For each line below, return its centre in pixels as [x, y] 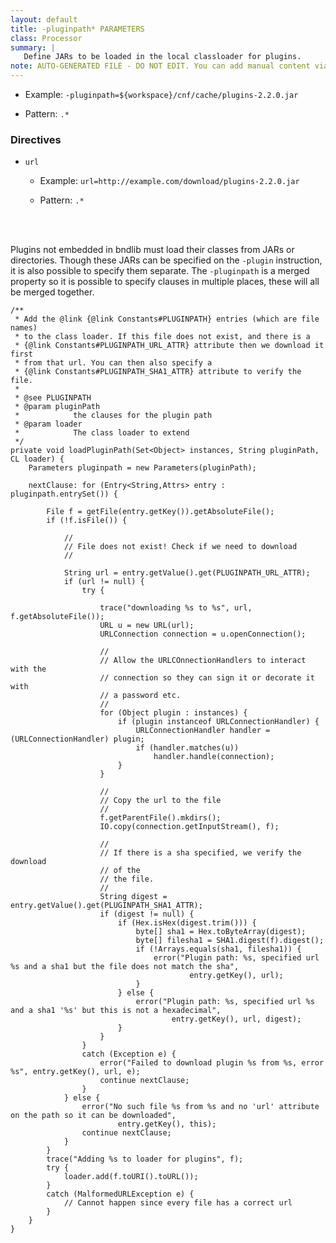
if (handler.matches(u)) [187, 748]
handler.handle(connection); [214, 757]
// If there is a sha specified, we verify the [200, 853]
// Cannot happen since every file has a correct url [178, 1203]
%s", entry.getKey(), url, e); [75, 1072]
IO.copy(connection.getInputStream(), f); [189, 827]
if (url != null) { [104, 582]
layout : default [44, 19]
